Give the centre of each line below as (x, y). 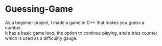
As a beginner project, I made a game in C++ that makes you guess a (75, 23)
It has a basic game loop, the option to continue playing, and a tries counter (81, 33)
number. (13, 27)
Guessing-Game (39, 9)
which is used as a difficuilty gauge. (41, 38)
